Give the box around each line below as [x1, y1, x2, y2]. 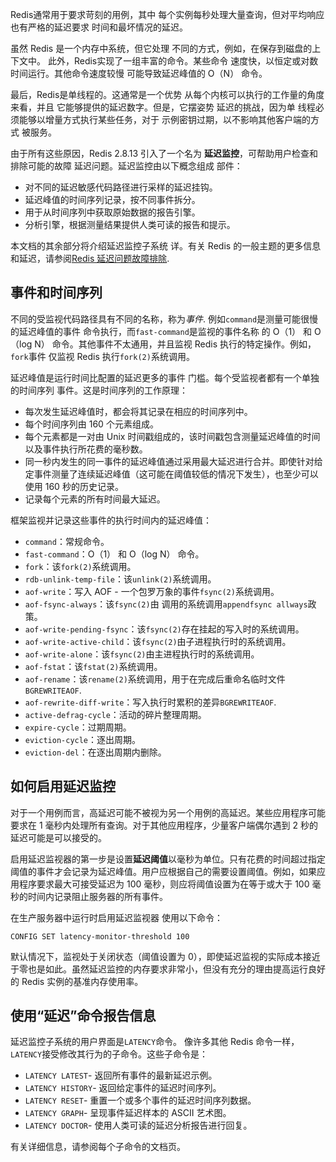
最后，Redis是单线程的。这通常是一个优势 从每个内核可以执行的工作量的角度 [10, 89, 325, 100]
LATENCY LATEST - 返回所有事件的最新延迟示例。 [24, 1069, 218, 1082]
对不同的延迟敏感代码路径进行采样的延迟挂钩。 [24, 181, 218, 193]
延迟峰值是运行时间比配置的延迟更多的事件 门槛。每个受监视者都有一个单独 [10, 371, 320, 383]
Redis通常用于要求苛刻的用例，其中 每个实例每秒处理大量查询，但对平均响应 [10, 9, 325, 20]
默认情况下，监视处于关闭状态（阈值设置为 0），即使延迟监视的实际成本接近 [10, 950, 321, 962]
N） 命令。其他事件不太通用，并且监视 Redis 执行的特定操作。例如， [34, 338, 317, 350]
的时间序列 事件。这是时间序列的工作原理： [10, 384, 188, 396]
